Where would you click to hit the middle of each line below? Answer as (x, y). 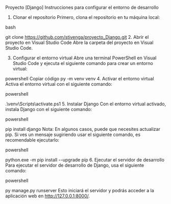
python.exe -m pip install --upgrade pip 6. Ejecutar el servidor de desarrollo (85, 160)
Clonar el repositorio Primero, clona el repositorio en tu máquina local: (86, 17)
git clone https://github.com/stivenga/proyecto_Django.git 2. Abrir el (77, 37)
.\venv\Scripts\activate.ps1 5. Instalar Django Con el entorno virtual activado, (86, 104)
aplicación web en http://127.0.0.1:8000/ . (48, 196)
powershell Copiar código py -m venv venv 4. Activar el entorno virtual (80, 78)
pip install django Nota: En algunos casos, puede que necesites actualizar (83, 129)
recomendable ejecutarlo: (32, 140)
